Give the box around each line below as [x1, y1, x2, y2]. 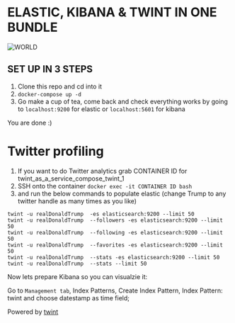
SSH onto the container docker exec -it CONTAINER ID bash [17, 181, 193, 190]
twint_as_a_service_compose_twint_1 [17, 174, 125, 183]
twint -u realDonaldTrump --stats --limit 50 [7, 260, 147, 267]
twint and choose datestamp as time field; [7, 293, 130, 302]
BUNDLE [7, 19, 58, 35]
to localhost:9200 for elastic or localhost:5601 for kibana [17, 104, 185, 113]
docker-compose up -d [17, 91, 81, 98]
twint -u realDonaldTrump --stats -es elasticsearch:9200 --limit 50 [7, 254, 220, 261]
